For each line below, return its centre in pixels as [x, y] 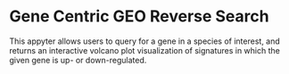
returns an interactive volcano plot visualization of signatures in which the [145, 50]
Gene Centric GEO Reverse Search [139, 16]
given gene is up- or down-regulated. [78, 60]
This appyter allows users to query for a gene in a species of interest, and [145, 41]
